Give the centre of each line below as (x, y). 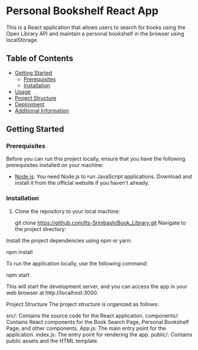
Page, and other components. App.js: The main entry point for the (86, 328)
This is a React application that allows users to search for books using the (96, 27)
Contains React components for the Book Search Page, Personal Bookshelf (98, 322)
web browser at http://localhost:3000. (52, 293)
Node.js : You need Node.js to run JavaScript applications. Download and (103, 176)
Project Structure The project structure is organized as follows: (83, 304)
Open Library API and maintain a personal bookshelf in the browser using (95, 33)
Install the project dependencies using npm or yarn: (69, 240)
